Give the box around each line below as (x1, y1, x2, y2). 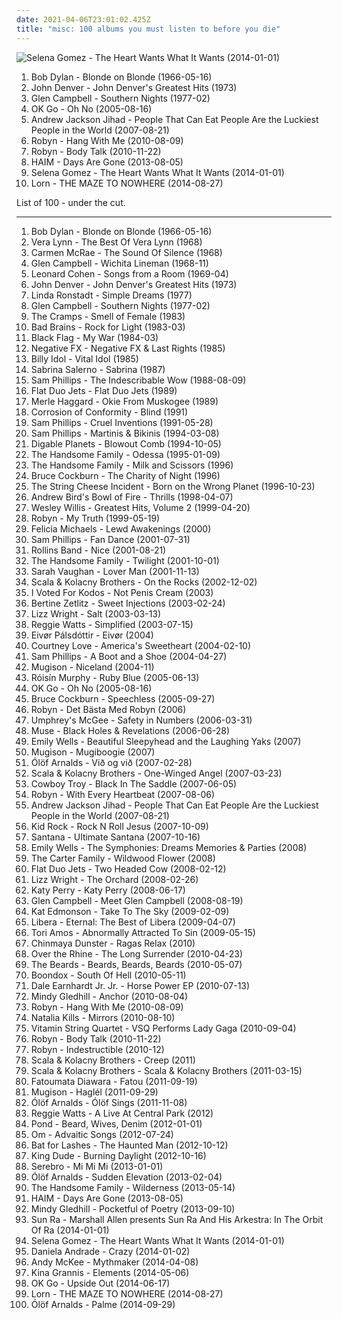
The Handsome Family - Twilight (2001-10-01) (30, 554, 220, 566)
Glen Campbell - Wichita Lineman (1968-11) (30, 257, 209, 269)
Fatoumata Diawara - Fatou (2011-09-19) (30, 1075, 198, 1087)
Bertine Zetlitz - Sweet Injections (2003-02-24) (30, 597, 226, 609)
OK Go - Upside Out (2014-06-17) (30, 1277, 171, 1289)
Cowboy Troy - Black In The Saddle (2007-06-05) (30, 777, 238, 790)
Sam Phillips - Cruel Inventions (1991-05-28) (30, 416, 214, 428)
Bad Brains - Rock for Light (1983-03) (30, 321, 186, 333)
